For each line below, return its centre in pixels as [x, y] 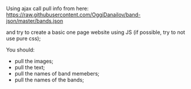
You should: [21, 50]
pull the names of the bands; [49, 80]
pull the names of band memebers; [57, 73]
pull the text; [30, 67]
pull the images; [34, 61]
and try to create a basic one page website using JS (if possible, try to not [95, 32]
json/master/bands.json [35, 21]
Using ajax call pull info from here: [48, 8]
